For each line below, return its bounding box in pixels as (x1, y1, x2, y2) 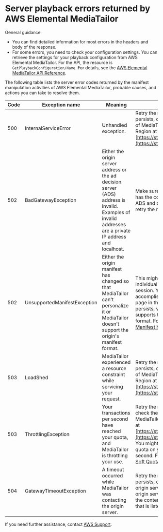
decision (101, 178, 122, 185)
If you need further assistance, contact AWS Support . (5, 521, 112, 527)
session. (135, 287, 154, 294)
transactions (101, 409, 130, 416)
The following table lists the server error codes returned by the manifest (5, 79, 149, 85)
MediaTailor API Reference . (12, 70, 66, 76)
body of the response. (12, 44, 57, 50)
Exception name (42, 101, 81, 108)
